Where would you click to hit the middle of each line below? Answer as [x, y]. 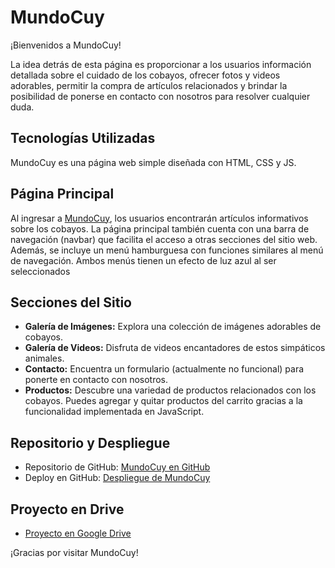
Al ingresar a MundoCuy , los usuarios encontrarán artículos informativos [159, 218]
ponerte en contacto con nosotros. [96, 380]
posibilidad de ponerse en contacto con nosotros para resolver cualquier [160, 96]
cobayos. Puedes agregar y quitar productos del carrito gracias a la [163, 401]
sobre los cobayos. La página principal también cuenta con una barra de [160, 228]
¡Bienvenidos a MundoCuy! [66, 45]
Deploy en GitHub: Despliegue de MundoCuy [117, 478]
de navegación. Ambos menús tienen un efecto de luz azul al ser [143, 260]
